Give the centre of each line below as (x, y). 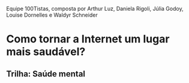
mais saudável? (46, 52)
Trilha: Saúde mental (46, 74)
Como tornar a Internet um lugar (88, 39)
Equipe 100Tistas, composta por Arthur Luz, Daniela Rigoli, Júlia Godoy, (95, 9)
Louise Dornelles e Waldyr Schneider (52, 15)
